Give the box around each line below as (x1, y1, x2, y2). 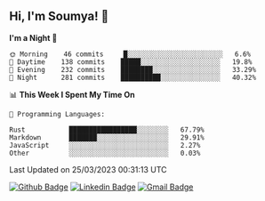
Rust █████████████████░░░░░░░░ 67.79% (9, 125, 205, 134)
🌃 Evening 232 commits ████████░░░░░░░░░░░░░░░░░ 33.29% (9, 65, 256, 74)
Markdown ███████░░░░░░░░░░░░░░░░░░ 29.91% (9, 133, 205, 142)
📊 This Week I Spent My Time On (9, 89, 135, 100)
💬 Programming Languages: (9, 109, 105, 118)
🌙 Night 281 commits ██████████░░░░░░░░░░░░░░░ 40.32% (9, 73, 256, 82)
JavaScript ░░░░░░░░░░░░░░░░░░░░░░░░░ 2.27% (9, 141, 201, 149)
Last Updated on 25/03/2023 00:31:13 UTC (9, 164, 167, 174)
